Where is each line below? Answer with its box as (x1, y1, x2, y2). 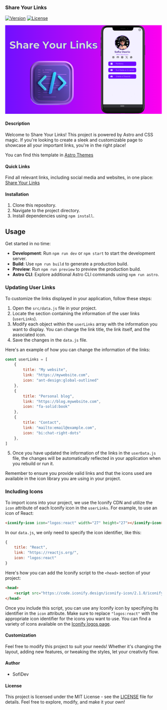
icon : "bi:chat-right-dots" (23, 430, 81, 435)
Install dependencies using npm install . (12, 213, 94, 219)
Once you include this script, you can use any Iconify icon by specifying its (5, 605, 159, 611)
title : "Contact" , (23, 420, 61, 425)
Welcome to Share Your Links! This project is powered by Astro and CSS (5, 132, 153, 137)
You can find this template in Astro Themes (5, 152, 93, 158)
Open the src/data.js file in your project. (12, 305, 97, 311)
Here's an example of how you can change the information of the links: (5, 347, 151, 353)
